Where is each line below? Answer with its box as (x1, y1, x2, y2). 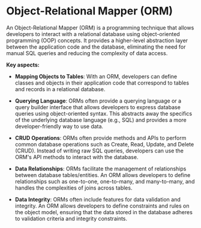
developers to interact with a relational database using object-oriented (6, 30, 180, 37)
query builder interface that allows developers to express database (14, 103, 181, 110)
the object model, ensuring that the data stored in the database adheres (14, 208, 193, 215)
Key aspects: (6, 61, 40, 68)
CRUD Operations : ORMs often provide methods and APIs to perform (14, 134, 187, 142)
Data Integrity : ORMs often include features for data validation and (14, 196, 181, 203)
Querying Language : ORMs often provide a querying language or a (14, 97, 182, 104)
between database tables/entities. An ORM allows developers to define (14, 171, 191, 178)
